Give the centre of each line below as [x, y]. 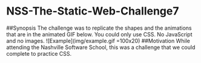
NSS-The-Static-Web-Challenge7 [93, 11]
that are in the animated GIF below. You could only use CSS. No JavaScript [99, 34]
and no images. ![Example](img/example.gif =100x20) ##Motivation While [98, 41]
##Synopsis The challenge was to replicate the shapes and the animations [99, 28]
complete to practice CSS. [39, 53]
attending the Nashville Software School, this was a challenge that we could [101, 47]
